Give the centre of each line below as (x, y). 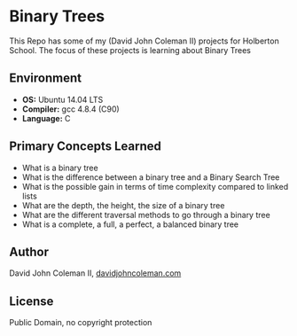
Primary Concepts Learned (85, 147)
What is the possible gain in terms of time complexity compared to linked (155, 186)
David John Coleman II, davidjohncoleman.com (95, 273)
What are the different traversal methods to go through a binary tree (146, 215)
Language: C (46, 118)
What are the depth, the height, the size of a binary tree (123, 205)
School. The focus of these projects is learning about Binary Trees (130, 50)
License (31, 301)
